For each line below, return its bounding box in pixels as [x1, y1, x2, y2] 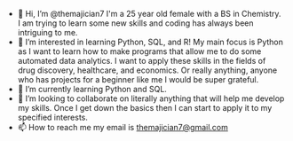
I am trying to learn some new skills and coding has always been [17, 18, 254, 28]
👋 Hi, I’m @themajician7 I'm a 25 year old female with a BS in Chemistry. [17, 9, 281, 19]
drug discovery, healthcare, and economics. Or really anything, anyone [17, 65, 278, 75]
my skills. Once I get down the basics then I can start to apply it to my [17, 103, 273, 113]
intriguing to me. [17, 27, 78, 37]
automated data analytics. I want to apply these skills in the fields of [17, 56, 266, 66]
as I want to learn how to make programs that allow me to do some [17, 46, 262, 57]
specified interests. [17, 112, 89, 122]
